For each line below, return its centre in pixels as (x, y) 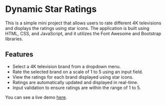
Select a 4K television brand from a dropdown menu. (67, 66)
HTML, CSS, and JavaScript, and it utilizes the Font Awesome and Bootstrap (83, 33)
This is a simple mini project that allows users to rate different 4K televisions (83, 23)
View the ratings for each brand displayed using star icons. (73, 77)
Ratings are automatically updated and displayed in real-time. (75, 82)
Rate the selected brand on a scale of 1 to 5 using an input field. (78, 72)
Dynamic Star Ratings (51, 9)
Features (19, 54)
